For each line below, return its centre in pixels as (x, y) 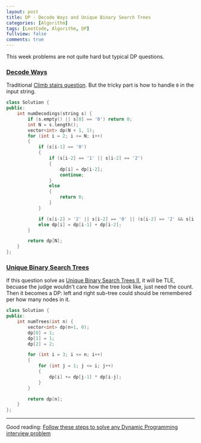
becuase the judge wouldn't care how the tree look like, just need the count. (100, 287)
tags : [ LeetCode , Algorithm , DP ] (48, 28)
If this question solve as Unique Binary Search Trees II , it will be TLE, (91, 280)
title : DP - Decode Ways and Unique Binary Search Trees (79, 17)
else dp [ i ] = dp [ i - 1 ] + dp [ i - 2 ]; (80, 224)
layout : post (22, 12)
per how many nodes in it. (38, 299)
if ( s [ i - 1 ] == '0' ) (62, 147)
